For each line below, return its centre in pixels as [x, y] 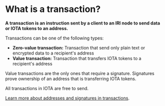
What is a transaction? [53, 9]
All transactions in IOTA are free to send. [47, 88]
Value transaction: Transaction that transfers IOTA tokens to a [77, 58]
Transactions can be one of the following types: [54, 38]
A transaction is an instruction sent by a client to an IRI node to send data [83, 23]
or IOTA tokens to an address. [37, 28]
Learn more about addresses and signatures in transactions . [67, 98]
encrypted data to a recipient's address [53, 53]
